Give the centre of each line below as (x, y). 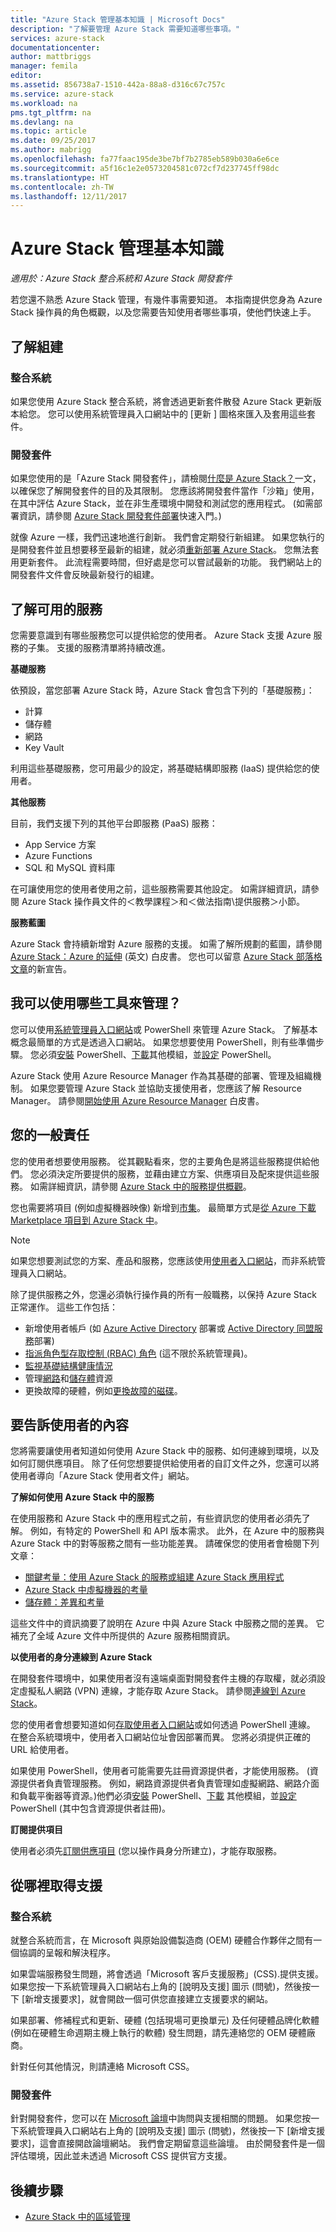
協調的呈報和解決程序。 (67, 1953)
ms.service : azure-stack (62, 94)
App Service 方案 (60, 844)
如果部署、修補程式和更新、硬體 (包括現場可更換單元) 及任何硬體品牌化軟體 (165, 2020)
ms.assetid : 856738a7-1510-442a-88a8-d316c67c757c (118, 85)
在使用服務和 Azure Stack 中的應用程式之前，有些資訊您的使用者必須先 (156, 1518)
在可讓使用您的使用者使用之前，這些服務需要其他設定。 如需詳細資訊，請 (160, 888)
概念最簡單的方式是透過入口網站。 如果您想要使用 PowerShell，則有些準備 (163, 1042)
